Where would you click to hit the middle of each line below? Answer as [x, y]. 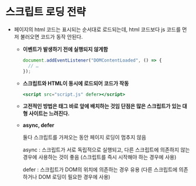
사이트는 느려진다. [49, 114]
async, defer [38, 125]
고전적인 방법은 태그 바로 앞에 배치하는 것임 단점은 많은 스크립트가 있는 [102, 106]
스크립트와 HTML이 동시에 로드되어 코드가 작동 [76, 83]
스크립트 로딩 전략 [46, 12]
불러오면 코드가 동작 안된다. [51, 36]
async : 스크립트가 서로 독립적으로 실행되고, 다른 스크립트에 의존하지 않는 [106, 150]
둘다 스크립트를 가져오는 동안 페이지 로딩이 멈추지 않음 [85, 137]
